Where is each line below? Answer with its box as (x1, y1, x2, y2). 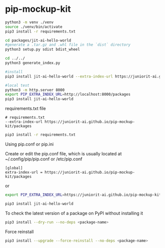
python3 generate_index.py (5, 61, 60, 66)
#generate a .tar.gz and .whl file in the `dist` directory (5, 42, 131, 47)
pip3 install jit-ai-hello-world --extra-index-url (5, 74, 113, 79)
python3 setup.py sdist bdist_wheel (5, 47, 80, 52)
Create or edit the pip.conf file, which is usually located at (5, 151, 122, 157)
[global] (5, 166, 23, 171)
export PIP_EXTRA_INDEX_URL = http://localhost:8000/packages (5, 92, 131, 97)
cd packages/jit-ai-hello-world (5, 38, 71, 43)
